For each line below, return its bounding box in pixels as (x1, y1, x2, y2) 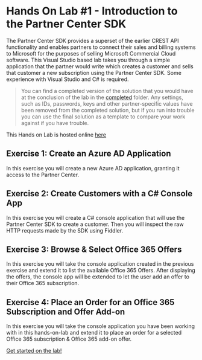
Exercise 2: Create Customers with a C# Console (6, 188, 193, 199)
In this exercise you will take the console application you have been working (6, 323, 195, 330)
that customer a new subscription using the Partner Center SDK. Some (6, 69, 182, 76)
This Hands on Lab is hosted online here (6, 131, 107, 138)
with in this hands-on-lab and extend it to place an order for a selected (6, 329, 182, 336)
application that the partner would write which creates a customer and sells (6, 62, 194, 70)
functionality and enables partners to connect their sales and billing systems (6, 43, 196, 51)
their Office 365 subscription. (6, 280, 80, 287)
